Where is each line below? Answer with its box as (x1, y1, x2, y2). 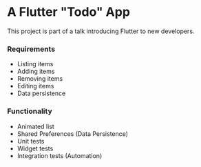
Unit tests (17, 137, 45, 145)
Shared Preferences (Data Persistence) (17, 129, 129, 138)
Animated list (17, 122, 55, 130)
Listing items (17, 60, 54, 68)
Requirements (7, 44, 56, 54)
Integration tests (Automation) (17, 151, 103, 159)
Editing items (17, 82, 54, 90)
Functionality (7, 106, 53, 116)
